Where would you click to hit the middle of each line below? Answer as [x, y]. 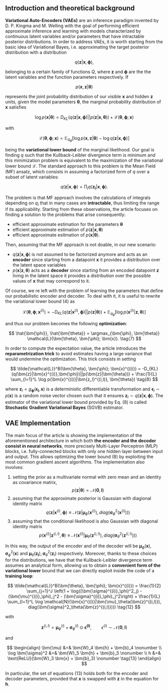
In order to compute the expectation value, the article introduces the [76, 348]
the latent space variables [39, 265]
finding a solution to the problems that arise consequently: [65, 214]
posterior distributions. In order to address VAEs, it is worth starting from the [84, 42]
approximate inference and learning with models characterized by [73, 31]
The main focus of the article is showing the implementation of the [74, 435]
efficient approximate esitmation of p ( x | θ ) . [56, 235]
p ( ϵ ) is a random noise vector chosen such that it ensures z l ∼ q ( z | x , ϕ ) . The [84, 396]
